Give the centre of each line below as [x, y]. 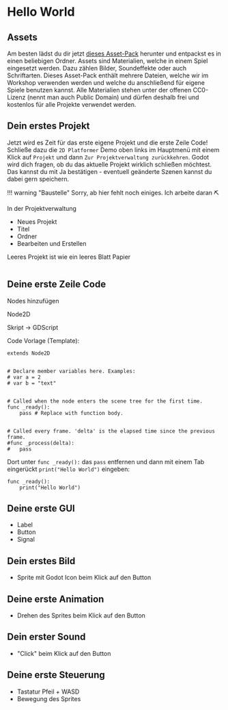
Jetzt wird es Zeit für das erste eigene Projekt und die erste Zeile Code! [108, 142]
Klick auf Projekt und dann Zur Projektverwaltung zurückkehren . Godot [108, 157]
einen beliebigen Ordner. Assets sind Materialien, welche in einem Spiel [108, 61]
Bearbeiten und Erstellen [52, 243]
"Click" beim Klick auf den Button [64, 653]
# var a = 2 [24, 377]
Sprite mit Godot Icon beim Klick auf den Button [84, 578]
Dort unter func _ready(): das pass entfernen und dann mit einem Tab [106, 461]
